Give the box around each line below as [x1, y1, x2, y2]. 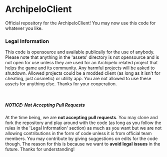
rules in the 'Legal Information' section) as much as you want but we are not [5, 125, 162, 131]
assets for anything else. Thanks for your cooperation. [5, 81, 117, 87]
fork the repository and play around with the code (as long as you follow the [5, 120, 161, 126]
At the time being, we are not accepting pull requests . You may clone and [5, 115, 158, 121]
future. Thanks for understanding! [5, 146, 75, 153]
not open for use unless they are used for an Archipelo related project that [5, 60, 158, 66]
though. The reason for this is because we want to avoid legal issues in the [5, 141, 161, 147]
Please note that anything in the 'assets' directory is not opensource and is [5, 54, 159, 60]
